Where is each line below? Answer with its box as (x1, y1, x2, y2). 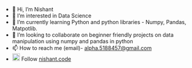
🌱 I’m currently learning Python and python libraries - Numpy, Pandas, (11, 19, 187, 25)
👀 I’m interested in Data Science (11, 12, 92, 19)
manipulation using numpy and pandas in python (11, 38, 133, 45)
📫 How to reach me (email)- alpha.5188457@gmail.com (11, 45, 152, 51)
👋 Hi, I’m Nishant (11, 6, 54, 13)
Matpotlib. (11, 25, 37, 32)
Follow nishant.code (21, 55, 71, 63)
